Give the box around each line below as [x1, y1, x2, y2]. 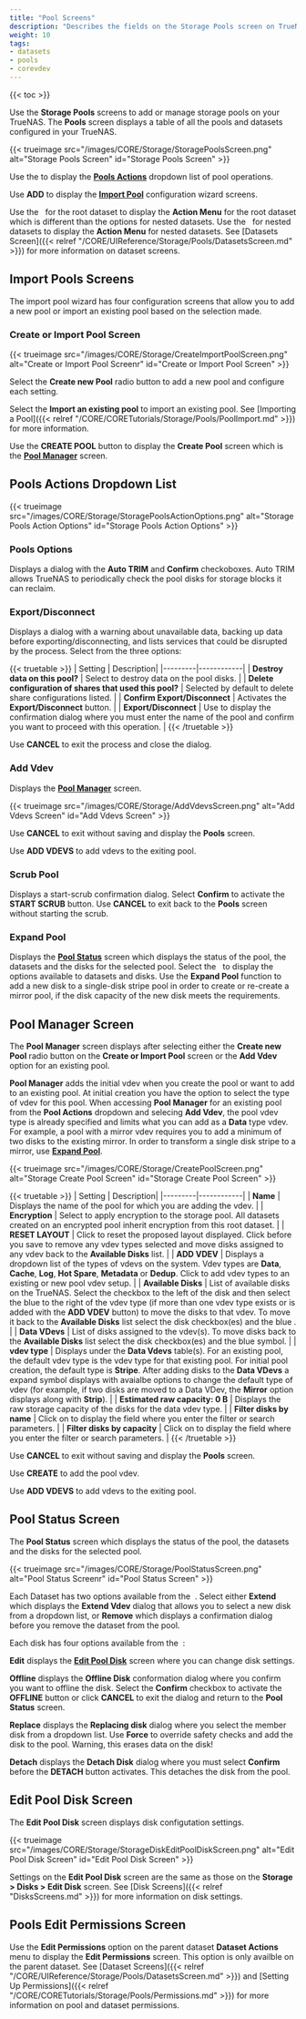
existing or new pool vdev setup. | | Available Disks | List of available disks [9, 1277, 291, 1289]
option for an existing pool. [9, 1061, 110, 1071]
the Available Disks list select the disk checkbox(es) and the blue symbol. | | [9, 1336, 297, 1347]
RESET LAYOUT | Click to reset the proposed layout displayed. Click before [9, 1229, 292, 1240]
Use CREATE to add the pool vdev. [9, 1468, 139, 1479]
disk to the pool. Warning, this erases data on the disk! [9, 1738, 214, 1749]
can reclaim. [9, 583, 56, 594]
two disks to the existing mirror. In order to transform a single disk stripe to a [9, 1136, 296, 1147]
